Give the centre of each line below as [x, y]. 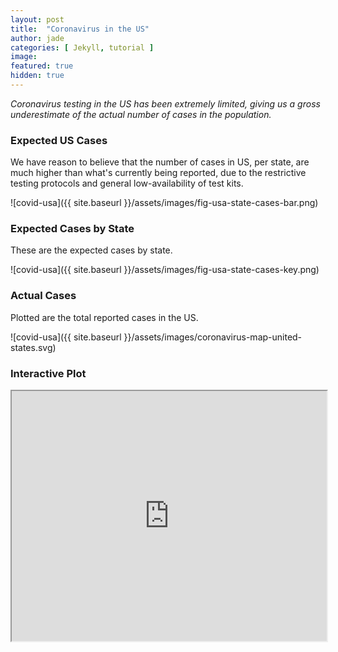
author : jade [37, 38]
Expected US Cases [59, 140]
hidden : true [37, 76]
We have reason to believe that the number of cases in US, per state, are [160, 162]
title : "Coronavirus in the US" [80, 29]
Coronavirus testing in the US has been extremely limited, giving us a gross [165, 103]
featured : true [42, 66]
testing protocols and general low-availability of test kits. [127, 183]
